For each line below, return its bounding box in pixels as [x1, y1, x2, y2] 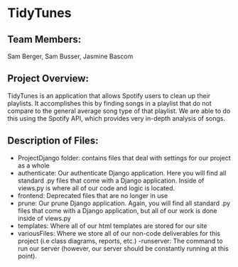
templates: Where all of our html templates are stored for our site [17, 222, 207, 230]
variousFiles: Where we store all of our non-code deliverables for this [17, 229, 221, 237]
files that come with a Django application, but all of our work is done [17, 206, 217, 214]
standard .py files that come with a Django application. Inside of [17, 176, 205, 185]
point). [17, 251, 38, 260]
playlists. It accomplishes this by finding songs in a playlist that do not [7, 99, 212, 107]
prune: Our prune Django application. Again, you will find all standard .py [17, 199, 231, 207]
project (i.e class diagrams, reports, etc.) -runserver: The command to [17, 236, 223, 245]
